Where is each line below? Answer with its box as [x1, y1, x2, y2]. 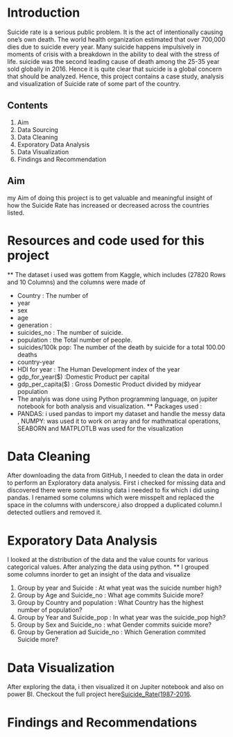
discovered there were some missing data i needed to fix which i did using [7, 486, 220, 495]
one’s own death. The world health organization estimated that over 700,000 [7, 35, 225, 43]
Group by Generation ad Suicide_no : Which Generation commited [17, 628, 206, 636]
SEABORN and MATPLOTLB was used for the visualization [17, 424, 184, 432]
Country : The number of [17, 291, 89, 299]
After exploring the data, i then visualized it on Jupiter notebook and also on [7, 683, 224, 691]
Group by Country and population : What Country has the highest [17, 599, 204, 607]
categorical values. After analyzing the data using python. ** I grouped [7, 563, 209, 571]
